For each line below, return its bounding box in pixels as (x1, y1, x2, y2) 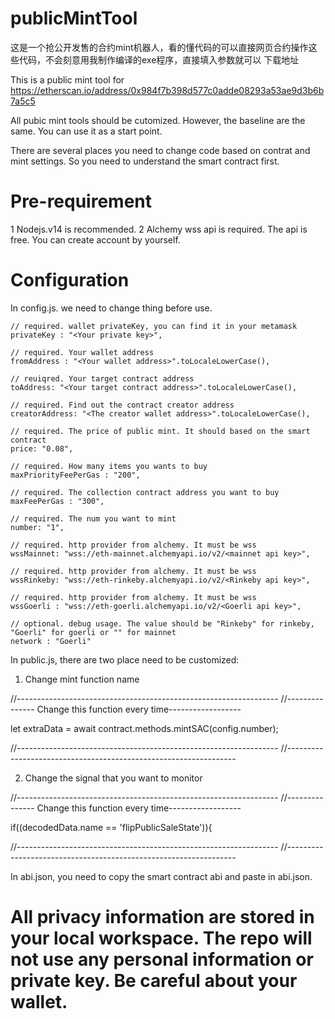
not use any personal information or (10, 948, 314, 971)
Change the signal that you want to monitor (24, 772, 203, 784)
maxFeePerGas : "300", (10, 496, 105, 506)
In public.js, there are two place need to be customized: (10, 653, 240, 666)
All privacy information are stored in (10, 906, 315, 928)
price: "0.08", (10, 443, 74, 454)
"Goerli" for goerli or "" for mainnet (10, 627, 177, 637)
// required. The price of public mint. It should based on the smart (10, 426, 311, 436)
